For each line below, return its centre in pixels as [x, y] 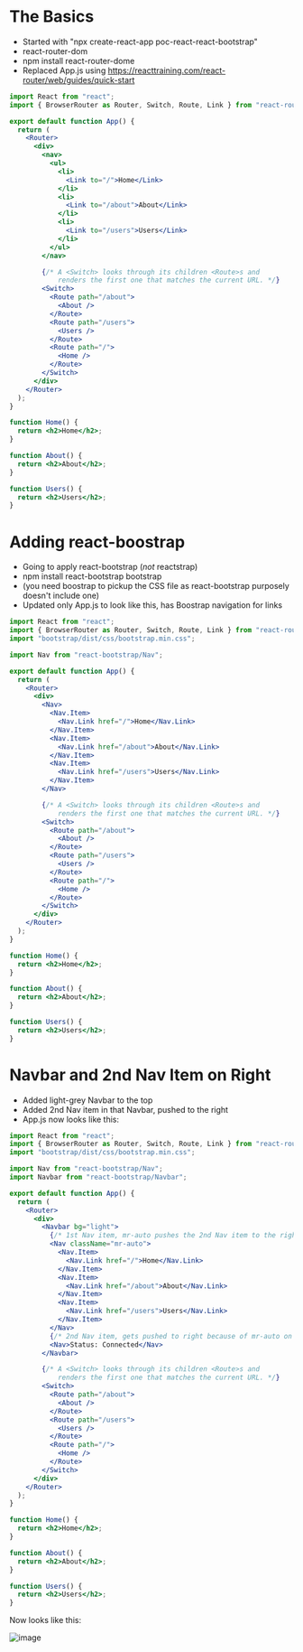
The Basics [52, 17]
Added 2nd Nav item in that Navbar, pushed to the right [125, 1109]
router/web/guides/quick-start [78, 79]
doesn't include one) [61, 596]
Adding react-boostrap [97, 541]
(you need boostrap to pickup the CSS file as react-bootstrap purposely [156, 586]
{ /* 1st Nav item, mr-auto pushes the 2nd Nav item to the [163, 1236]
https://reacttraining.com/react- [167, 70]
